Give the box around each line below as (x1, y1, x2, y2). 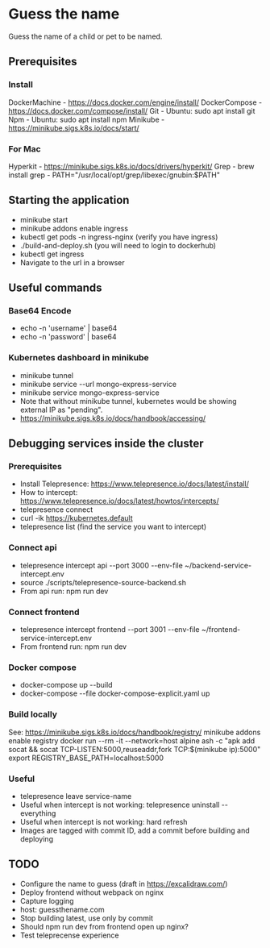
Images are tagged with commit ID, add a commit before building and (19, 825, 250, 835)
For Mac (8, 143, 42, 154)
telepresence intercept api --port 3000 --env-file (19, 560, 183, 570)
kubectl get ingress (19, 249, 85, 259)
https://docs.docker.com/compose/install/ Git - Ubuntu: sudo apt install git (8, 106, 255, 115)
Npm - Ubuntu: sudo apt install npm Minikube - (8, 114, 165, 124)
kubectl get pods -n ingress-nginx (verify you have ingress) (19, 231, 218, 242)
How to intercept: (19, 488, 78, 497)
